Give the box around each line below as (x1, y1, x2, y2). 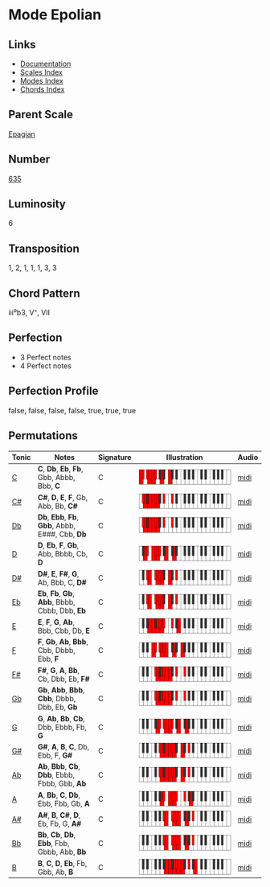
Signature (97, 453, 132, 462)
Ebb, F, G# (37, 750, 73, 760)
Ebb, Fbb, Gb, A (37, 799, 90, 808)
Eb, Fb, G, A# (37, 819, 82, 828)
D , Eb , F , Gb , (37, 540, 79, 550)
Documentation (19, 59, 72, 68)
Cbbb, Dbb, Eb (37, 606, 87, 616)
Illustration (166, 453, 203, 462)
